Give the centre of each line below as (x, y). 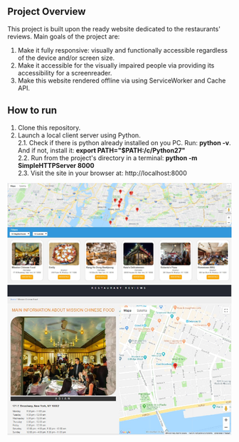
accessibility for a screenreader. (65, 73)
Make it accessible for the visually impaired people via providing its (116, 65)
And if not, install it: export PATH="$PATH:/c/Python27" (101, 150)
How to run (32, 111)
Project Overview (47, 12)
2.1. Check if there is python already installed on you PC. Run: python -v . (124, 142)
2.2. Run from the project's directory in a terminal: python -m (107, 158)
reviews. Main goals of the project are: (64, 36)
